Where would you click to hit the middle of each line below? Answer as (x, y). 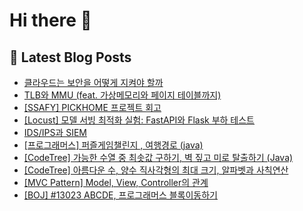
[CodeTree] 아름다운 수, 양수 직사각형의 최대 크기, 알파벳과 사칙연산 (156, 170)
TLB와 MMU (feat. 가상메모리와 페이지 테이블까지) (122, 95)
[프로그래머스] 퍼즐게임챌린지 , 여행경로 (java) (113, 145)
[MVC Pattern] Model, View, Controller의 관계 (116, 182)
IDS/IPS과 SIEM (55, 132)
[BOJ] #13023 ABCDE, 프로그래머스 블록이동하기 (120, 195)
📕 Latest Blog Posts (70, 57)
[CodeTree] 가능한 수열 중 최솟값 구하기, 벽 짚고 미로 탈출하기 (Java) (158, 157)
